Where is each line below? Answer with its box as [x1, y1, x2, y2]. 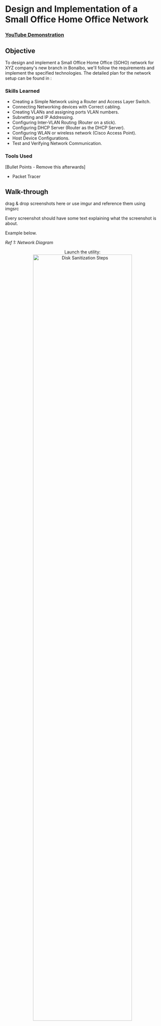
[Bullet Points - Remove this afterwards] [5, 164, 86, 170]
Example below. [5, 230, 37, 236]
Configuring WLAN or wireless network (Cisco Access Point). [12, 130, 136, 136]
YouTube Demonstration [5, 31, 64, 38]
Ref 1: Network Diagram [5, 240, 54, 246]
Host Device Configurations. [12, 135, 70, 141]
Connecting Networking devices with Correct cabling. [12, 104, 121, 110]
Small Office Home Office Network [5, 14, 149, 25]
